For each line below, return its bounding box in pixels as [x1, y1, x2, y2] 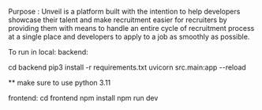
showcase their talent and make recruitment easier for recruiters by [8, 15, 227, 25]
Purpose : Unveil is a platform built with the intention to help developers [8, 7, 241, 16]
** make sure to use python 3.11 [8, 78, 111, 87]
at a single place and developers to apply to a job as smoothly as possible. [8, 32, 250, 41]
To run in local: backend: [8, 47, 88, 56]
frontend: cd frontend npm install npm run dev [8, 93, 159, 102]
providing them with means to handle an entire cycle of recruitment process [8, 24, 255, 32]
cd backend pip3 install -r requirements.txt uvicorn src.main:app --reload [8, 63, 246, 72]
